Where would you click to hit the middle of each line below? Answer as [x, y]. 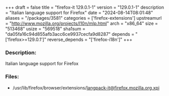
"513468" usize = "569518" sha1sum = [46, 29]
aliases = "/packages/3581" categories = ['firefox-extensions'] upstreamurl [83, 18]
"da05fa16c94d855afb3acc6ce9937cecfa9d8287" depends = [70, 34]
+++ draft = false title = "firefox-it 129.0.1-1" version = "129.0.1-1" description [85, 7]
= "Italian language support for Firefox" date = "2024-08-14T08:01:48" [79, 13]
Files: [12, 77]
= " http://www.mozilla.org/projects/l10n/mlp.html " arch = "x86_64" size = [82, 23]
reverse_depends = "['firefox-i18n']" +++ [90, 39]
